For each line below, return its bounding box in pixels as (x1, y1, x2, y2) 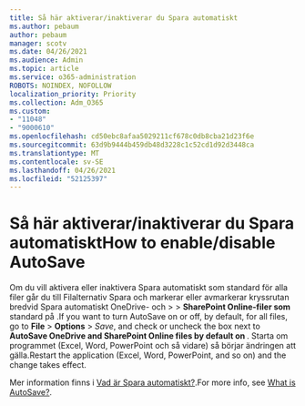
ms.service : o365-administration (9, 73, 137, 82)
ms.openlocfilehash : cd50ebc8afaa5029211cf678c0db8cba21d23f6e (9, 132, 255, 141)
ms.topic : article (9, 65, 79, 74)
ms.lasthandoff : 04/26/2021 (9, 166, 117, 175)
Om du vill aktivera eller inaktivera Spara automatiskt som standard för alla (9, 282, 289, 293)
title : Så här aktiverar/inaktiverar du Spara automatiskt (9, 13, 239, 23)
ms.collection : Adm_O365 (9, 97, 104, 107)
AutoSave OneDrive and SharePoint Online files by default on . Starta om (9, 330, 289, 341)
